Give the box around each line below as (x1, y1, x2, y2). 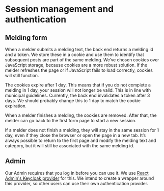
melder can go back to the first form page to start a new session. (5, 118, 137, 123)
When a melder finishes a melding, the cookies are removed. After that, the (5, 112, 157, 118)
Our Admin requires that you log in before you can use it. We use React (5, 170, 149, 176)
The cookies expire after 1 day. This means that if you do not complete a (5, 82, 151, 88)
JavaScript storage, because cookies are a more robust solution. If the (5, 62, 147, 68)
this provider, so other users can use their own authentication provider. (5, 180, 148, 186)
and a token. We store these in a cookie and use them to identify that (5, 52, 144, 57)
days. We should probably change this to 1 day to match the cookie (5, 98, 141, 104)
